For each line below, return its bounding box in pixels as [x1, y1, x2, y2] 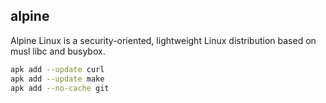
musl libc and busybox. [10, 45, 106, 57]
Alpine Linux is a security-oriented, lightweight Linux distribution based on [10, 34, 317, 46]
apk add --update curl [10, 64, 105, 74]
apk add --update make [10, 74, 105, 84]
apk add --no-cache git [10, 83, 110, 93]
